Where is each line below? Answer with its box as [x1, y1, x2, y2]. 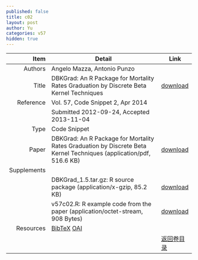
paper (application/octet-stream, [51, 207, 143, 215]
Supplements [9, 166, 46, 174]
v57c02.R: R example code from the [51, 200, 152, 208]
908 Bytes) [51, 215, 83, 222]
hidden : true [6, 36, 38, 42]
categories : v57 [6, 31, 46, 36]
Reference [16, 98, 46, 106]
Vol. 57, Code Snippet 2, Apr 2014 [51, 98, 147, 106]
